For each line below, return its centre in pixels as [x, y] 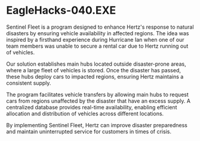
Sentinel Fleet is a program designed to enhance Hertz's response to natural [100, 27]
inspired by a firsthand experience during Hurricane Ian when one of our [95, 39]
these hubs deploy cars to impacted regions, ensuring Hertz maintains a [95, 76]
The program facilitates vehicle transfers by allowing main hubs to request [98, 94]
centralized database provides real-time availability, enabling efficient [92, 107]
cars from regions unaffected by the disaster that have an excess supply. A [99, 101]
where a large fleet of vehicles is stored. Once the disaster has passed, [93, 70]
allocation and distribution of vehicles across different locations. [85, 114]
